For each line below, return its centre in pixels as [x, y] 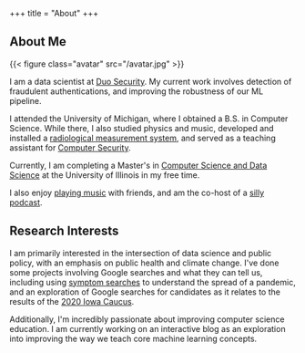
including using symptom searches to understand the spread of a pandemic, [152, 282]
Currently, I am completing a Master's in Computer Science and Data [138, 165]
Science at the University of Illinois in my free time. [105, 175]
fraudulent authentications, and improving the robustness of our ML [137, 91]
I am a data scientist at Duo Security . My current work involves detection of [151, 81]
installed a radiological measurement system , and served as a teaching [142, 138]
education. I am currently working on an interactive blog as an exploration [147, 328]
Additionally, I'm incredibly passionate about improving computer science [147, 319]
